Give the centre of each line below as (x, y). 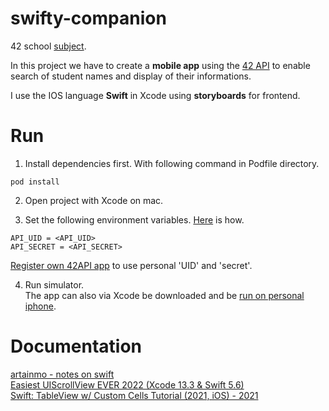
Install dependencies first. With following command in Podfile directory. (172, 163)
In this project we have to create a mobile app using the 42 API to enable (160, 65)
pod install (35, 182)
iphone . (40, 306)
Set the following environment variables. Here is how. (134, 219)
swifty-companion (88, 18)
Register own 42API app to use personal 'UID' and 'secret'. (131, 265)
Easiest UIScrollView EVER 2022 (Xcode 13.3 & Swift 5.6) (127, 384)
